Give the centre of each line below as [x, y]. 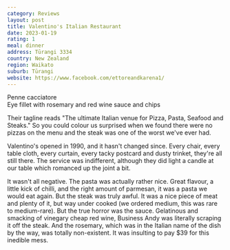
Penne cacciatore [32, 97]
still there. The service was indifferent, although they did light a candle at [111, 161]
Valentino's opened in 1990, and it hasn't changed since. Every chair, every [114, 146]
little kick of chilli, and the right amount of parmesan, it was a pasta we [107, 189]
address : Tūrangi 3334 [40, 52]
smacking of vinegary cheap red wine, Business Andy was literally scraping [114, 218]
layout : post [26, 20]
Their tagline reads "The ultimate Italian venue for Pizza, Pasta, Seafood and [115, 118]
